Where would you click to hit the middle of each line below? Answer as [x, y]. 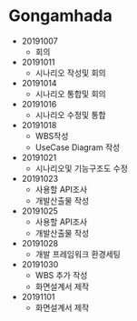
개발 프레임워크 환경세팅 [78, 254]
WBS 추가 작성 [61, 275]
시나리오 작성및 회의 [70, 73]
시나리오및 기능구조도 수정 [82, 168]
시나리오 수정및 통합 [70, 115]
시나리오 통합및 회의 [70, 94]
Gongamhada [60, 16]
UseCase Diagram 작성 [78, 147]
